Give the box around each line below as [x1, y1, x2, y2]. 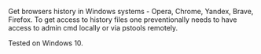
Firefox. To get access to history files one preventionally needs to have [8, 15, 237, 24]
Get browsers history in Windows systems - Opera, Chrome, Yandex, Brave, [8, 7, 254, 16]
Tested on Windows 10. [8, 38, 84, 48]
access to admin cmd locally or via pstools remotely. [8, 23, 178, 32]
